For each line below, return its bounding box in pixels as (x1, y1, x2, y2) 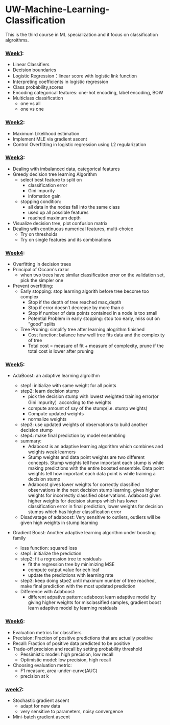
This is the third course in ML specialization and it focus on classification (5, 31, 158, 37)
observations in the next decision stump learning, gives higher (28, 487, 159, 493)
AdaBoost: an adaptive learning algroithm (12, 373, 100, 379)
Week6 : (5, 618, 26, 625)
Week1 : (5, 50, 24, 57)
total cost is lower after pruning (28, 348, 94, 354)
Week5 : (5, 361, 25, 368)
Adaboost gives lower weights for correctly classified (28, 481, 140, 488)
